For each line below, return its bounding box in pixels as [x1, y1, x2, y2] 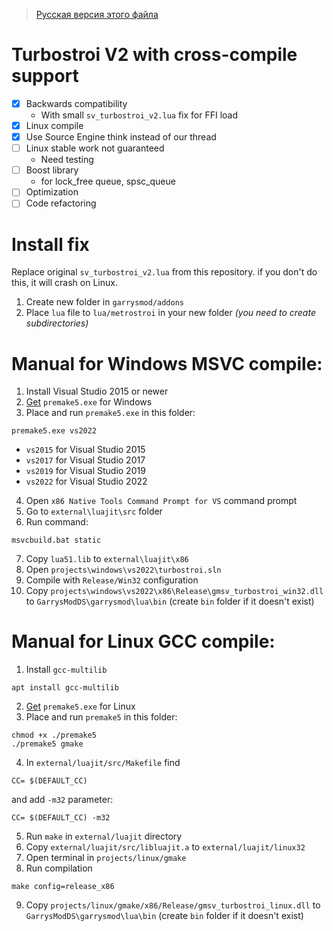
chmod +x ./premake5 [11, 730, 98, 741]
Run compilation [25, 862, 93, 874]
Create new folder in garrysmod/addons [25, 296, 184, 308]
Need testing [40, 154, 94, 166]
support [11, 65, 79, 88]
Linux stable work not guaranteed [25, 142, 165, 154]
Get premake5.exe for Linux [25, 700, 136, 713]
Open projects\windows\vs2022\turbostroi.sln [25, 564, 222, 576]
